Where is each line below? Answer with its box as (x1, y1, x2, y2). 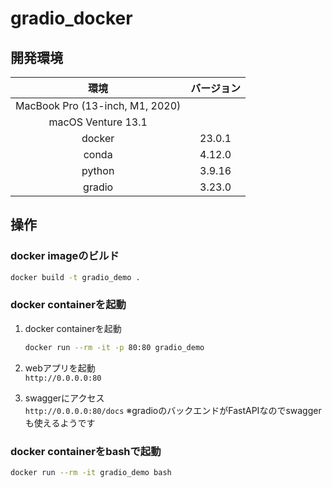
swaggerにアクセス (24, 392, 105, 404)
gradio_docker (10, 7, 133, 30)
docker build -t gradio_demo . (10, 272, 141, 282)
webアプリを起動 (24, 362, 96, 374)
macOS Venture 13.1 (48, 115, 148, 129)
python (81, 164, 115, 177)
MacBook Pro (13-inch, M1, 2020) (15, 99, 182, 112)
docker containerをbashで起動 (10, 444, 162, 458)
